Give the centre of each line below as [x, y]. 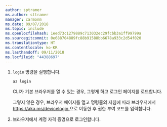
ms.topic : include [25, 29]
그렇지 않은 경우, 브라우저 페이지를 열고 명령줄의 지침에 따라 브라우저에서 [84, 102]
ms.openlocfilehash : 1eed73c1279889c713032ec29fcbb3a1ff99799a [73, 33]
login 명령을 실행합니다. [36, 72]
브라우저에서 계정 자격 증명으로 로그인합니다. [57, 119]
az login [22, 81]
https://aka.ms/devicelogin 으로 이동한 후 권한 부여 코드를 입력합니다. [82, 109]
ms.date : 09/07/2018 [27, 24]
